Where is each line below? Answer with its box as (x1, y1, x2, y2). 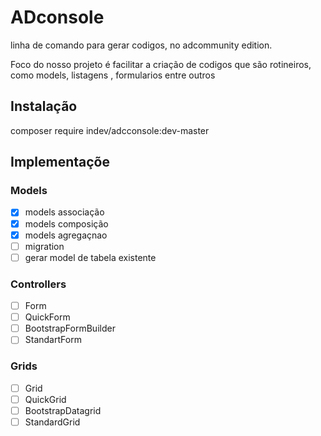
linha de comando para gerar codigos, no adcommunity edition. (10, 39, 273, 51)
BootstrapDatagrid (24, 404, 102, 416)
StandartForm (24, 334, 82, 346)
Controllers (10, 277, 67, 291)
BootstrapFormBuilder (24, 322, 116, 335)
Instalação (10, 98, 78, 115)
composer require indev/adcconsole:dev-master (10, 124, 210, 136)
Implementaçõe (10, 154, 110, 171)
